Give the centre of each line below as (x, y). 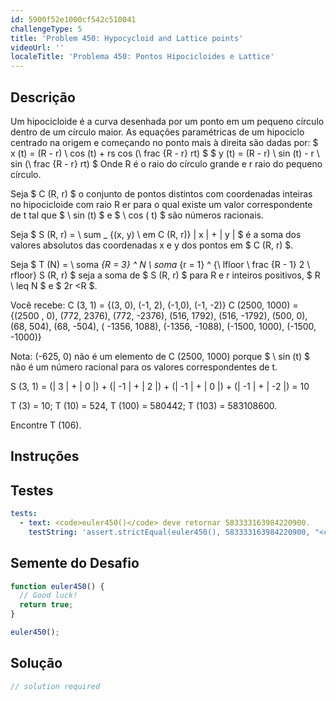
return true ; (46, 605)
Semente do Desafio (75, 563)
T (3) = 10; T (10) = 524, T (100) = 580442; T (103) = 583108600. (144, 405)
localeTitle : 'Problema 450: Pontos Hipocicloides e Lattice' (142, 57)
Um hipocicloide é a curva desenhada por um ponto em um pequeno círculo (167, 121)
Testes (32, 490)
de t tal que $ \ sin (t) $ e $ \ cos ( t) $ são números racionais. (137, 215)
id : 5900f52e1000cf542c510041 (73, 19)
